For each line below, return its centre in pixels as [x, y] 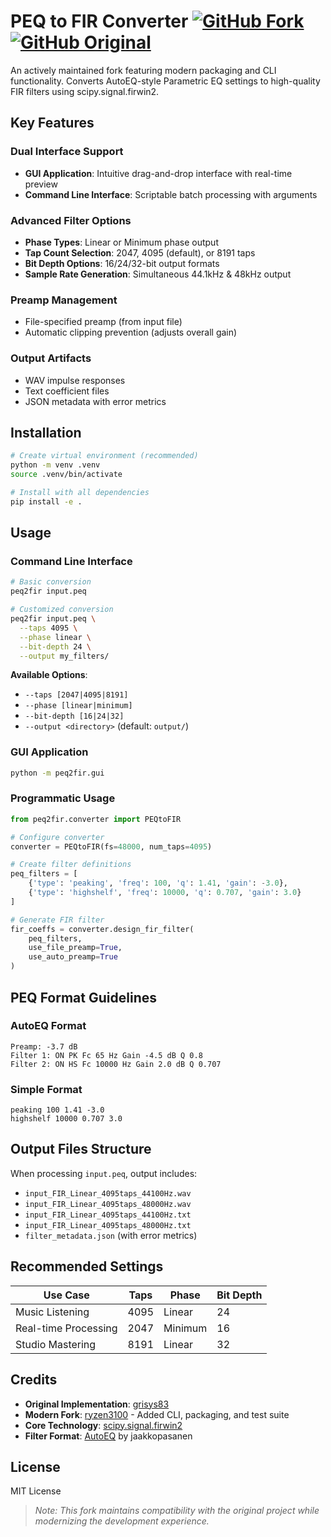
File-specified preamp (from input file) [103, 322]
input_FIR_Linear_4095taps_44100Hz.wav [108, 1193]
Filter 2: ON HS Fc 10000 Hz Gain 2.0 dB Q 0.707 [116, 1064]
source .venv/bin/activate [66, 475]
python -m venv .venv [55, 465]
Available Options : [49, 675]
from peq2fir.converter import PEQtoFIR [96, 819]
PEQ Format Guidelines [83, 997]
